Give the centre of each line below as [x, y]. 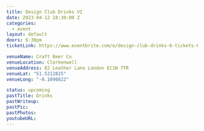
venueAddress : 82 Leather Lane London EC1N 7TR [68, 68]
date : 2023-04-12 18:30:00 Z [43, 18]
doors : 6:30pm [24, 40]
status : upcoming [28, 90]
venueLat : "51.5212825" [36, 73]
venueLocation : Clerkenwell [42, 62]
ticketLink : [21, 46]
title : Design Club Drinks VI [45, 12]
